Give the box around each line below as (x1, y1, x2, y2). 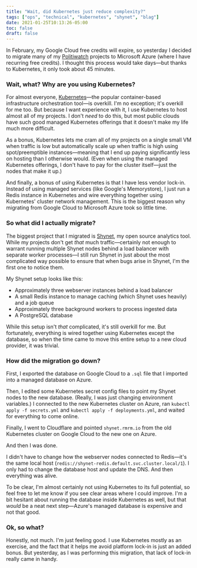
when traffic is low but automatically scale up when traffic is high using (6, 143, 178, 150)
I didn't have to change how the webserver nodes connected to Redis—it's (6, 454, 187, 461)
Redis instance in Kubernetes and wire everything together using (6, 192, 163, 199)
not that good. (6, 508, 41, 516)
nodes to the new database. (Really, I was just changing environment (6, 394, 173, 401)
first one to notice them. (6, 264, 65, 271)
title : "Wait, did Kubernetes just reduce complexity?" (6, 8, 146, 15)
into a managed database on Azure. (6, 376, 93, 383)
